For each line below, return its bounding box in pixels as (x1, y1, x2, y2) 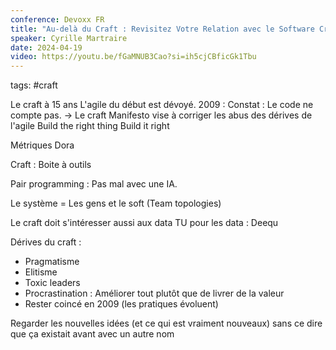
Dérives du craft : (10, 236, 82, 248)
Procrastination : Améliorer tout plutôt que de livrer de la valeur (24, 287, 285, 300)
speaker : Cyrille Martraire (10, 33, 128, 43)
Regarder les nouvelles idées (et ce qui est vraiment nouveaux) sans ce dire (10, 317, 323, 330)
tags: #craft (10, 79, 58, 91)
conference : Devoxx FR (10, 14, 105, 25)
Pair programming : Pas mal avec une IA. (10, 178, 178, 190)
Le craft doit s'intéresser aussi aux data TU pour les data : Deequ (10, 217, 279, 229)
